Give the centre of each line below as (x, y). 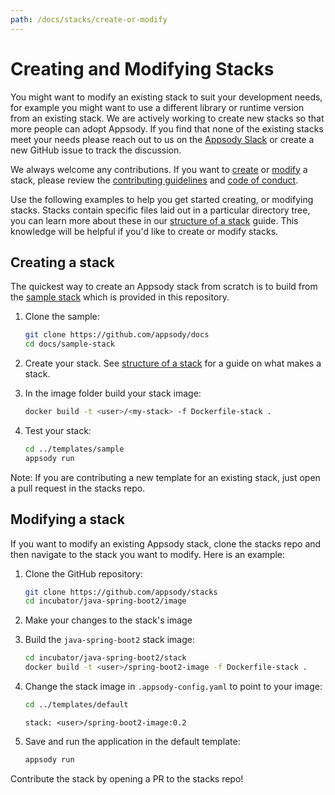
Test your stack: (58, 430)
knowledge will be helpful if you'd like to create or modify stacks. (144, 231)
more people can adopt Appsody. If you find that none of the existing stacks (167, 128)
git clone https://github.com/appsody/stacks (121, 592)
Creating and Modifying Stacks (142, 68)
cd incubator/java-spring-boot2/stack (105, 658)
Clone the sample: (62, 317)
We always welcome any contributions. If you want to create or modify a (159, 169)
